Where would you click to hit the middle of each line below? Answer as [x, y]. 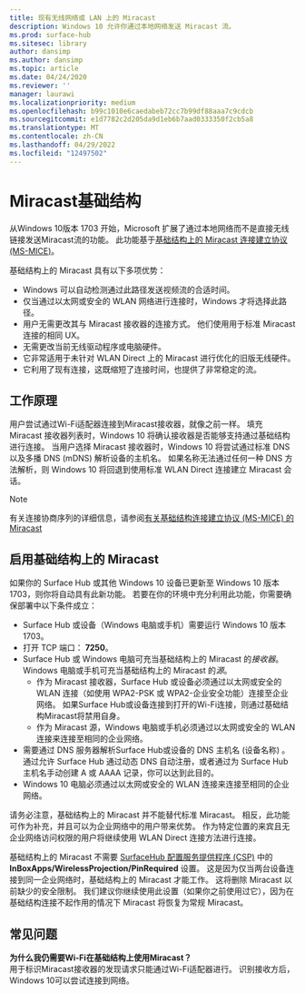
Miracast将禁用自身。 [84, 716]
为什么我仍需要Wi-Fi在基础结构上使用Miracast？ [101, 958]
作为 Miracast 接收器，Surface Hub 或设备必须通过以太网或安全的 [159, 682]
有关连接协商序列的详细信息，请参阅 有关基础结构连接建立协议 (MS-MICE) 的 [152, 518]
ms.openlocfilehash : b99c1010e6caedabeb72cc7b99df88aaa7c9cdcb [132, 111]
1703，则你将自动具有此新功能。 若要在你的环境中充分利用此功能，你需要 [147, 594]
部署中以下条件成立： [57, 605]
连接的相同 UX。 [53, 335]
